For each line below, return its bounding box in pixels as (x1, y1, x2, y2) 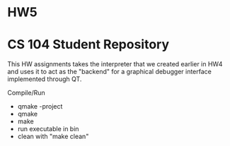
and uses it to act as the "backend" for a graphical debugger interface (7, 68, 212, 76)
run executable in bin (17, 125, 79, 133)
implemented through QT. (7, 75, 82, 83)
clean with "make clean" (17, 132, 89, 141)
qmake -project (17, 102, 63, 111)
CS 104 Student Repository (7, 37, 170, 53)
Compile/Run (7, 89, 46, 97)
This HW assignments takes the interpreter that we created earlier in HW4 (7, 60, 223, 68)
